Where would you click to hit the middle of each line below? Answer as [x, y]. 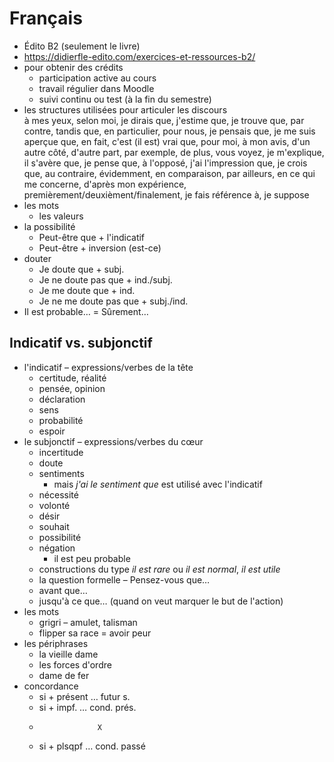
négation [57, 548]
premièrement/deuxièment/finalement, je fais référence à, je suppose [166, 194]
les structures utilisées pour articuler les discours [125, 109]
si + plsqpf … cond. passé [92, 746]
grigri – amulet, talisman [88, 622]
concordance [51, 686]
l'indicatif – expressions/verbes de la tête [108, 367]
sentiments [61, 473]
